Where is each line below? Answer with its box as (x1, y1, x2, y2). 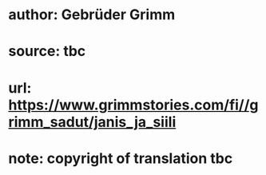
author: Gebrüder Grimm (8, 6, 176, 24)
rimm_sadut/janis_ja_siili (8, 113, 177, 131)
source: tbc (8, 42, 86, 61)
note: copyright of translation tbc (8, 149, 233, 167)
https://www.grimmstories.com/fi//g (8, 96, 259, 113)
